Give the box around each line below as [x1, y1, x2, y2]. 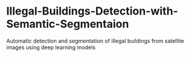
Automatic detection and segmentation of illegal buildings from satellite [6, 37, 185, 44]
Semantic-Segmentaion [6, 17, 129, 31]
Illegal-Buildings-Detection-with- [6, 4, 178, 18]
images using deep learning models [6, 44, 96, 51]
